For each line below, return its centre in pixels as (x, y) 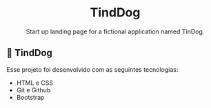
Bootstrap (30, 97)
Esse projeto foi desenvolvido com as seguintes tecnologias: (92, 69)
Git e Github (33, 90)
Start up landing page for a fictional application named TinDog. (115, 31)
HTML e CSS (35, 83)
